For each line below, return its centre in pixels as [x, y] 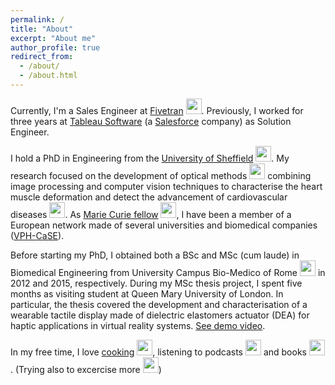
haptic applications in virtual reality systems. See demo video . [138, 325]
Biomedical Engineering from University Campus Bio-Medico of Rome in [168, 272]
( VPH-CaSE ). [37, 235]
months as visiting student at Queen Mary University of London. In [147, 293]
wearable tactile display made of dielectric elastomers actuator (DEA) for [160, 315]
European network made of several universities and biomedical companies [164, 225]
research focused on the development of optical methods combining [161, 175]
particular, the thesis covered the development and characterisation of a [159, 304]
